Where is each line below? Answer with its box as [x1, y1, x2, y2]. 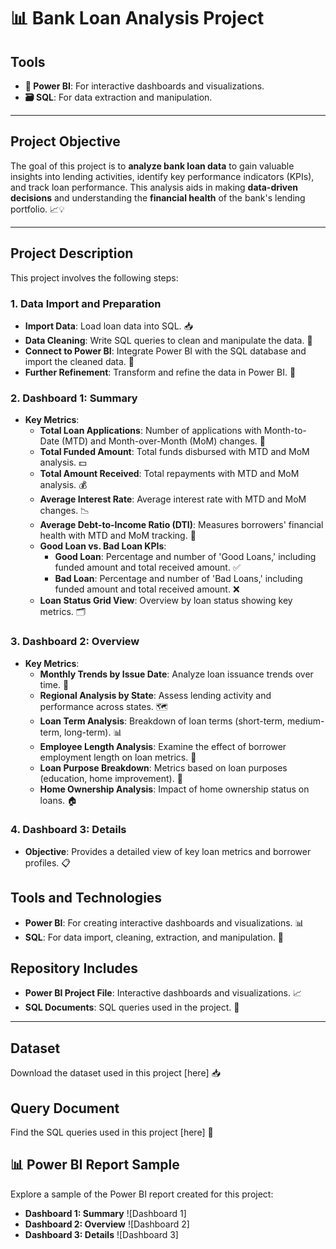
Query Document [10, 1100, 120, 1117]
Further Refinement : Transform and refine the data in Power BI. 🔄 [24, 366, 297, 378]
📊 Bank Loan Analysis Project [10, 7, 265, 30]
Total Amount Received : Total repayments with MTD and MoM [39, 468, 300, 480]
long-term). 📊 [63, 726, 123, 738]
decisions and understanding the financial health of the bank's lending [10, 191, 306, 204]
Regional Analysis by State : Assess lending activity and [39, 689, 272, 701]
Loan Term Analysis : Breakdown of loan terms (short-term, [39, 715, 286, 727]
